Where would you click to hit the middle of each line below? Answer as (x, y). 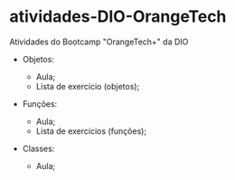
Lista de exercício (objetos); (88, 86)
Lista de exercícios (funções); (91, 131)
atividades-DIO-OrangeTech (118, 17)
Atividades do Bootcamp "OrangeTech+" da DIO (99, 42)
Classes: (38, 148)
